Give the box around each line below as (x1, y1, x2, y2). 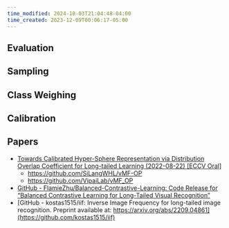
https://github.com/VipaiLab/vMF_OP (27, 176, 134, 184)
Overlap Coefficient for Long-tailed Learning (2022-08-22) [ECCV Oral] (17, 162, 222, 170)
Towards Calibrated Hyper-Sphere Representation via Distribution (17, 154, 205, 162)
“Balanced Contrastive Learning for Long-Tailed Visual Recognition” (17, 191, 211, 199)
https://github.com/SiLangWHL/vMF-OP (27, 169, 143, 177)
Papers (7, 136, 39, 148)
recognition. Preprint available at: (17, 205, 112, 214)
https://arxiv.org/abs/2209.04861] (113, 205, 210, 214)
